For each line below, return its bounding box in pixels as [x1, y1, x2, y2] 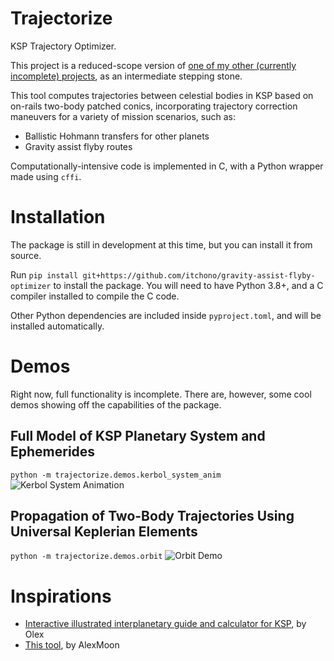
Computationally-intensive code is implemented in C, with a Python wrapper [10, 160, 324, 172]
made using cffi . [10, 170, 82, 182]
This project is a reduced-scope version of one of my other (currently [10, 59, 297, 71]
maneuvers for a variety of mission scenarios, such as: [10, 110, 236, 122]
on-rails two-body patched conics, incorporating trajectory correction [10, 100, 298, 112]
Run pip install [10, 268, 79, 281]
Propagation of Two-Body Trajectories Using [10, 508, 295, 525]
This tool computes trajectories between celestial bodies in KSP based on [10, 89, 314, 101]
